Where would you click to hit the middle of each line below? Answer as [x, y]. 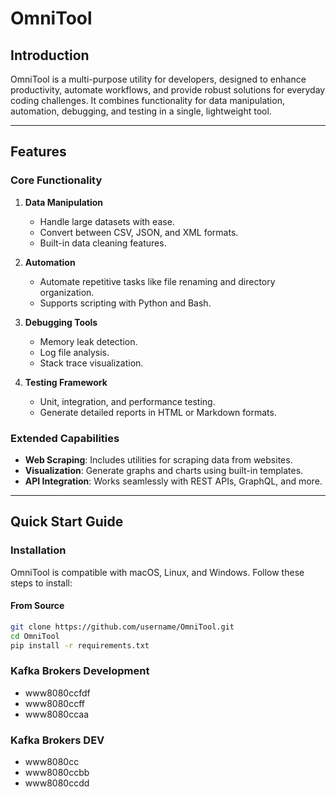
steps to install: [41, 583]
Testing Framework [66, 382]
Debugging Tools [61, 322]
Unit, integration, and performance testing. [127, 401]
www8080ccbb [57, 773]
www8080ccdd [57, 783]
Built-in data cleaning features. [103, 243]
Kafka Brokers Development [80, 671]
